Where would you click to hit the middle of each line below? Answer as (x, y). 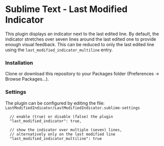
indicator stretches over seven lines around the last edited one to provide (81, 39)
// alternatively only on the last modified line (62, 134)
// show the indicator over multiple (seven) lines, (66, 130)
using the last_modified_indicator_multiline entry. (59, 50)
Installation (19, 63)
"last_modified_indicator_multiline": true (56, 138)
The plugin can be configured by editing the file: (55, 103)
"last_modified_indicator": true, (46, 121)
